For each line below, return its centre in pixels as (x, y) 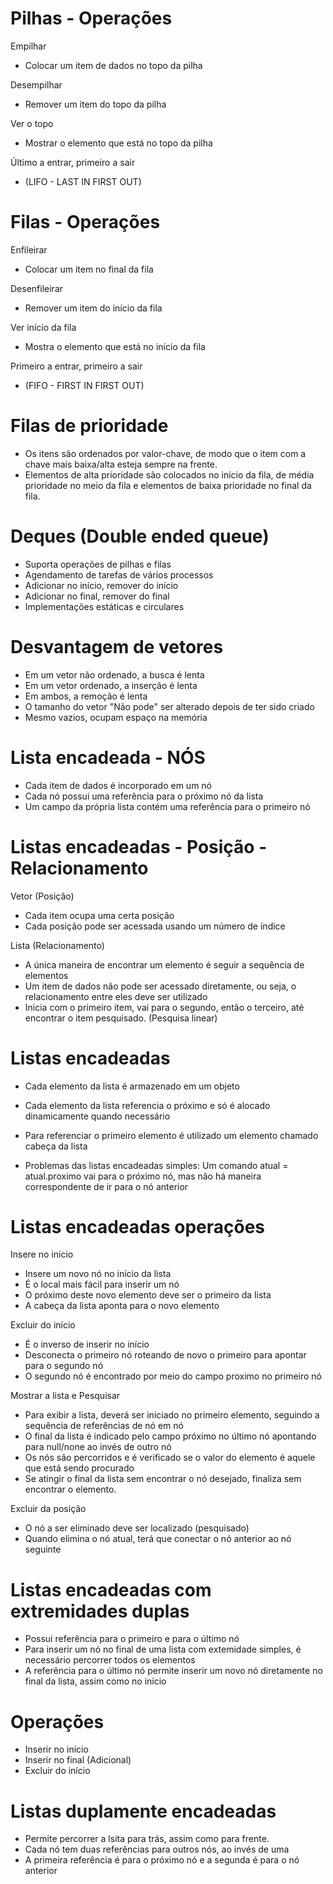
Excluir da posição (48, 1509)
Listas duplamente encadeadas (143, 1811)
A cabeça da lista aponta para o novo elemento (122, 1306)
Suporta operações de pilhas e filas (98, 564)
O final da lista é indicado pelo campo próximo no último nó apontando (170, 1436)
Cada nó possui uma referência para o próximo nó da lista (144, 796)
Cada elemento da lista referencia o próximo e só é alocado (147, 1105)
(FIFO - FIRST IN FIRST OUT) (84, 385)
